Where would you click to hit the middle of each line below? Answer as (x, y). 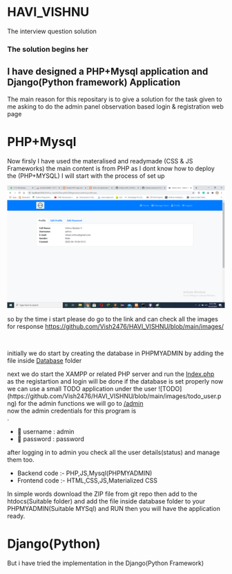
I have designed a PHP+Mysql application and (108, 72)
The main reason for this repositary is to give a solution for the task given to (115, 99)
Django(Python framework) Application (94, 83)
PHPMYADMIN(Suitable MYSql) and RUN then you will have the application (114, 509)
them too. (21, 460)
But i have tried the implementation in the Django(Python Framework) (106, 563)
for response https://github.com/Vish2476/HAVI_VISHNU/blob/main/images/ (116, 327)
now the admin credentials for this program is (72, 411)
